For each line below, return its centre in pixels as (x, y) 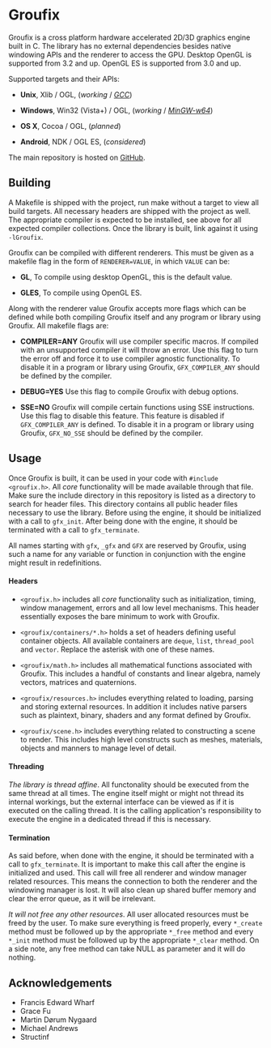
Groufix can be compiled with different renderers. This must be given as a (131, 252)
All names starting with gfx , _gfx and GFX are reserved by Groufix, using (127, 545)
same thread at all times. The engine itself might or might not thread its (126, 793)
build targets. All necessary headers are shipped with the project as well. (129, 211)
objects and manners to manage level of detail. (98, 748)
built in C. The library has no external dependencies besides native (120, 45)
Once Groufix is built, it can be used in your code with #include (113, 478)
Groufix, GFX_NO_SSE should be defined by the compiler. (112, 433)
